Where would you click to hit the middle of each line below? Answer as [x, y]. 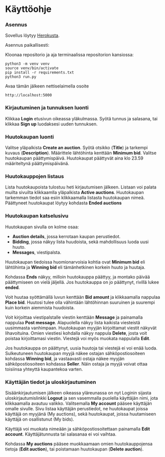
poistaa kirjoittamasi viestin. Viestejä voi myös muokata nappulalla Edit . [78, 338]
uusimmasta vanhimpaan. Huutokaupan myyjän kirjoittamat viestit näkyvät [81, 328]
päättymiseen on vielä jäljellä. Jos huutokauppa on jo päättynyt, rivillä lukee [82, 282]
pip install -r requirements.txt [40, 73]
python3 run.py [21, 77]
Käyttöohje [28, 9]
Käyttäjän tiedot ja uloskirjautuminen [51, 382]
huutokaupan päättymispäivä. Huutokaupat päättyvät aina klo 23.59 [74, 158]
